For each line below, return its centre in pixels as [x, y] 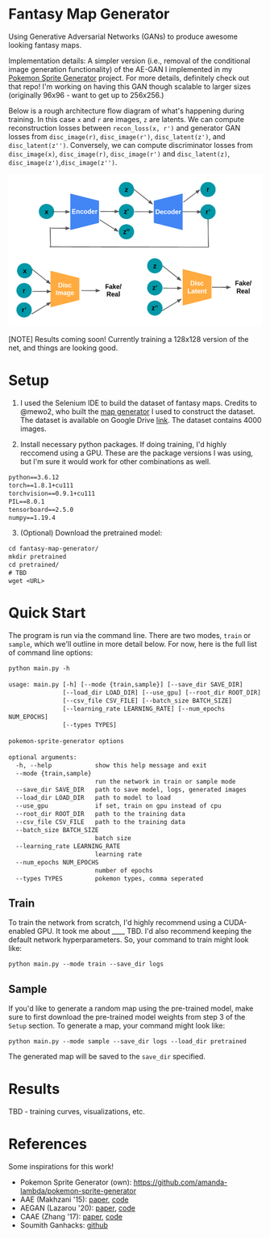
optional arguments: [43, 757]
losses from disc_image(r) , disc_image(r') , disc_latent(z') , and [117, 136]
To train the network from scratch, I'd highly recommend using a [115, 923]
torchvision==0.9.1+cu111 [52, 493]
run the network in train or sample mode [165, 781]
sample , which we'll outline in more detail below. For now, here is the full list [133, 644]
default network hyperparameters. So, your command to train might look [129, 940]
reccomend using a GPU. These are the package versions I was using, [137, 453]
